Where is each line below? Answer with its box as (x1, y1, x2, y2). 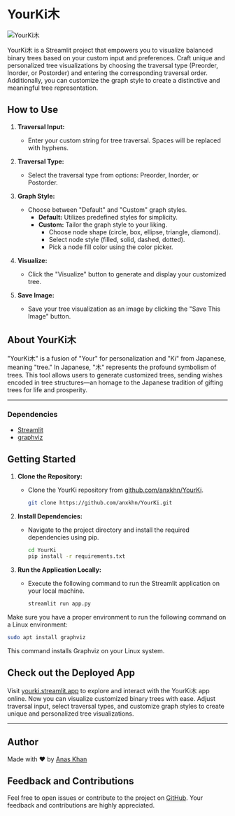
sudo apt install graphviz (7, 634, 86, 641)
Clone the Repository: (17, 471, 83, 481)
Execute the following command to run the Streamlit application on (27, 580, 220, 588)
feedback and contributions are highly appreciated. (7, 801, 155, 810)
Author (7, 736, 38, 748)
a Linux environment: (7, 620, 68, 629)
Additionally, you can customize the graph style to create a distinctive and (7, 76, 220, 84)
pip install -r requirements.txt (27, 553, 126, 560)
